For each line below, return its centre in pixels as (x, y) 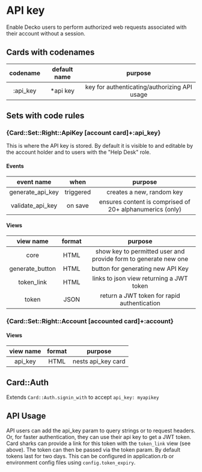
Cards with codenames (50, 53)
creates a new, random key (145, 192)
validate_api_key (34, 205)
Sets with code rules (45, 116)
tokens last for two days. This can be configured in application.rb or (90, 456)
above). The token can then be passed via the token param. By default (93, 449)
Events (15, 166)
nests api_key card (99, 361)
